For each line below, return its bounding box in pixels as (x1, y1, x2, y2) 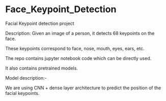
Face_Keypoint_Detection (5, 4, 117, 15)
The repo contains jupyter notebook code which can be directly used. (5, 55, 152, 61)
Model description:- (5, 75, 47, 81)
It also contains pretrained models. (5, 65, 78, 71)
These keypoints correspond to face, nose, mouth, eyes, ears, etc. (5, 45, 145, 51)
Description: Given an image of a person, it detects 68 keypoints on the (5, 30, 155, 36)
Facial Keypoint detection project (5, 20, 75, 26)
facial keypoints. (5, 90, 40, 96)
